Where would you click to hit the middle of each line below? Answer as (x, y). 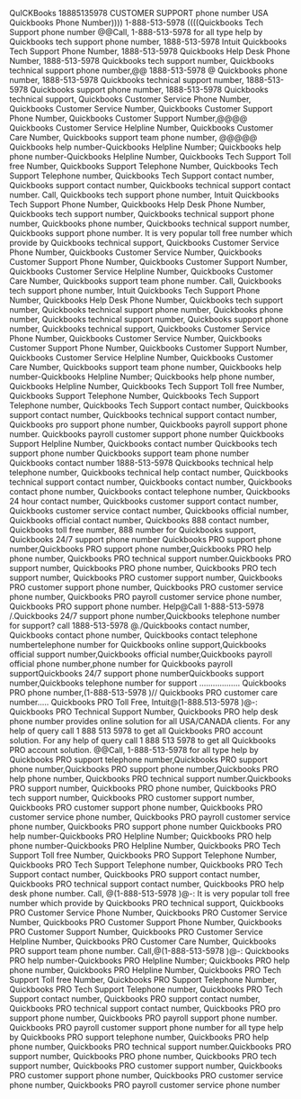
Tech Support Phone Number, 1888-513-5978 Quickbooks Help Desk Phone (150, 51)
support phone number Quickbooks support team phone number (129, 453)
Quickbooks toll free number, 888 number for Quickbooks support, (133, 530)
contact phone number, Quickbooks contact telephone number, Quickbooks (150, 491)
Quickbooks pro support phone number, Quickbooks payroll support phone (148, 424)
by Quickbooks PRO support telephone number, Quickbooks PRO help (139, 1037)
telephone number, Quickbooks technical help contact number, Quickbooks (149, 472)
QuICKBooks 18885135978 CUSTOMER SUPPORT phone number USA (139, 13)
